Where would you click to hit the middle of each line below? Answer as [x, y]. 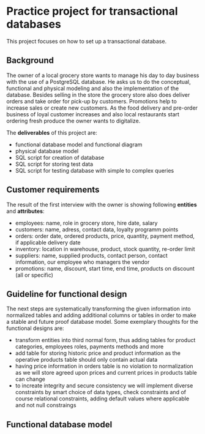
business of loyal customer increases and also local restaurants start [93, 114]
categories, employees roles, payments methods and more [89, 346]
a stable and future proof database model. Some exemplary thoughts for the [102, 322]
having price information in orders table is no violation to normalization [104, 366]
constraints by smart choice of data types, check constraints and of [101, 392]
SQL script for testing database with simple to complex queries [95, 170]
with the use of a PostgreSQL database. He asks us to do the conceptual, [99, 81]
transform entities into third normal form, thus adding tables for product [105, 340]
